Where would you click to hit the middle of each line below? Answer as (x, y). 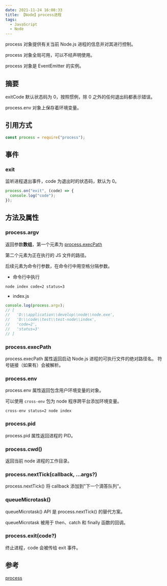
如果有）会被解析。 (43, 365)
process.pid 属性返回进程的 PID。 (40, 435)
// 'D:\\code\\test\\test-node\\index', (51, 320)
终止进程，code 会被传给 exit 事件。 (43, 548)
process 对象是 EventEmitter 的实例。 (45, 66)
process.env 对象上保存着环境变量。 (44, 107)
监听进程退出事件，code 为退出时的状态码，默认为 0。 (62, 181)
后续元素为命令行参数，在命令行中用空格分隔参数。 (59, 266)
